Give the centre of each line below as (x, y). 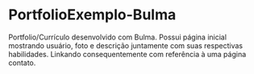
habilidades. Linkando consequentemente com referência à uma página (127, 54)
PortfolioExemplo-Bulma (92, 15)
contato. (22, 63)
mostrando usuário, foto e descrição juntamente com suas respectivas (126, 45)
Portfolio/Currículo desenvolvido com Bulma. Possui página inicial (118, 37)
